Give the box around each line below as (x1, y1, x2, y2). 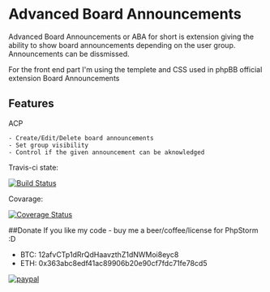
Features (8, 97, 54, 110)
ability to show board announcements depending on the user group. (8, 40, 236, 49)
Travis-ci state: (8, 162, 59, 172)
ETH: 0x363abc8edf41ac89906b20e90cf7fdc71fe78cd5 (19, 258, 208, 268)
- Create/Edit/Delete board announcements (8, 134, 154, 142)
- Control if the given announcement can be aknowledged (8, 148, 205, 157)
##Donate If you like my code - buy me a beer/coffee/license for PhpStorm (8, 225, 259, 235)
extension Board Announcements (8, 73, 120, 83)
